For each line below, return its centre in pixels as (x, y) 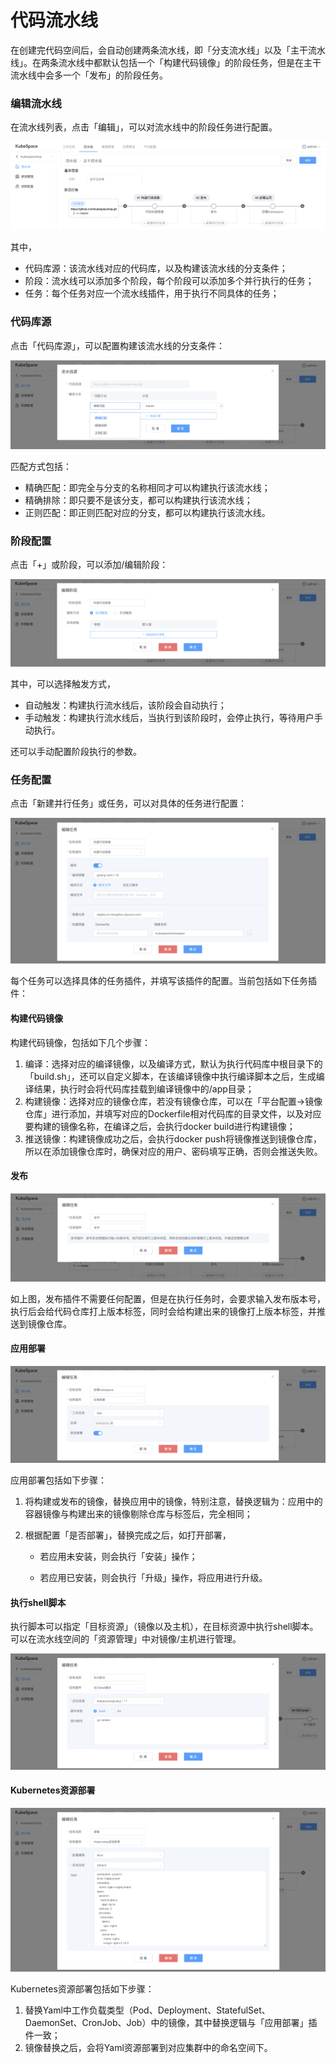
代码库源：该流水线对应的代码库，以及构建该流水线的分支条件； (156, 268)
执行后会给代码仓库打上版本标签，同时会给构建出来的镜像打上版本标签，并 (163, 1311)
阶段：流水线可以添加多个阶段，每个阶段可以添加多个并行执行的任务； (169, 281)
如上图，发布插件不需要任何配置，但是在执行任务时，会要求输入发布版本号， (168, 1298)
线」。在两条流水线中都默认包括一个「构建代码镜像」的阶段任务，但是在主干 (166, 62)
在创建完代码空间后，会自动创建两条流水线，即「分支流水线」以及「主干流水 (168, 50)
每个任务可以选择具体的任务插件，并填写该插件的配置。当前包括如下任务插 (163, 981)
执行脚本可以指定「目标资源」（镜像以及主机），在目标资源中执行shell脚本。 (164, 1627)
